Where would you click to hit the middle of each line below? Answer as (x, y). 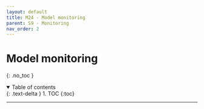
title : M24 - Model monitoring (46, 18)
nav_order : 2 (23, 29)
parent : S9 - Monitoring (38, 23)
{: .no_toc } (20, 76)
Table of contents (34, 87)
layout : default (27, 12)
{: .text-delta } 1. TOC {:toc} (40, 94)
